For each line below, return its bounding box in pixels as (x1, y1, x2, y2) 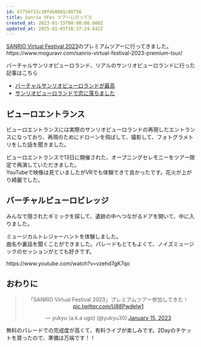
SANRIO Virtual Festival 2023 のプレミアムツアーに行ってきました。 (6, 43, 172, 50)
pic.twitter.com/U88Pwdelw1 (73, 303, 144, 310)
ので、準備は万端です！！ (32, 334, 96, 341)
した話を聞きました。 (16, 141, 70, 148)
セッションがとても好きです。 (22, 247, 95, 255)
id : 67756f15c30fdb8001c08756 (6, 8, 82, 15)
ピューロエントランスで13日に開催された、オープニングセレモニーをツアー (6, 154, 190, 161)
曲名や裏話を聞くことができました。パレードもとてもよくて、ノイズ (6, 240, 174, 247)
